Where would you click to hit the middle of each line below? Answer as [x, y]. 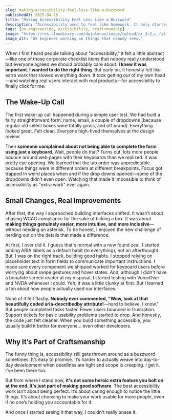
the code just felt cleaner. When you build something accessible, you [78, 320]
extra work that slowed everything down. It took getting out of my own [79, 75]
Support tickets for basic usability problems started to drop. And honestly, [83, 315]
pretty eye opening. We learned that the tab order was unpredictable [78, 163]
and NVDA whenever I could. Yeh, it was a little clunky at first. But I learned [84, 283]
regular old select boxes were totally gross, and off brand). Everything [79, 125]
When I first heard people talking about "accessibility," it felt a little [76, 53]
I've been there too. [26, 371]
